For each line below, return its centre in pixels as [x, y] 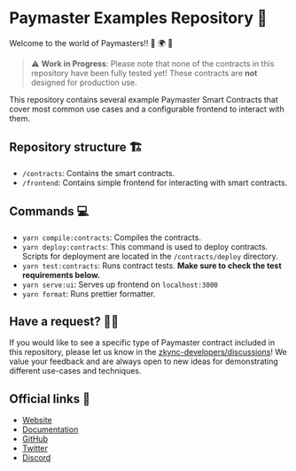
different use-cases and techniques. [75, 371]
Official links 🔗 [50, 399]
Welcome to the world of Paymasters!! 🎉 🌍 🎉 [91, 42]
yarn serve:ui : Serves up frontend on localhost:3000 [120, 284]
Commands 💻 [49, 212]
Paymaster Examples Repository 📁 [138, 18]
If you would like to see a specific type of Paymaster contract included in [142, 343]
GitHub [35, 439]
